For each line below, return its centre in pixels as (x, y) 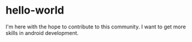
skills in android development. (42, 33)
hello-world (35, 10)
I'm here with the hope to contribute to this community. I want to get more (96, 27)
